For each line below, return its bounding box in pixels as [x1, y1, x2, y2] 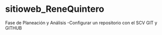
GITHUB [5, 25, 22, 31]
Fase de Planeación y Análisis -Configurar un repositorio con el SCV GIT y [5, 20, 158, 26]
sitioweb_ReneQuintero [5, 3, 105, 15]
